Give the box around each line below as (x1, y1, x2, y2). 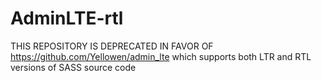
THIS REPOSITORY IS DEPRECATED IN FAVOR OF (10, 40, 214, 52)
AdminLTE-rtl (10, 7, 124, 30)
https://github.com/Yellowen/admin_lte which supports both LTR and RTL (10, 50, 312, 62)
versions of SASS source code (10, 61, 137, 73)
